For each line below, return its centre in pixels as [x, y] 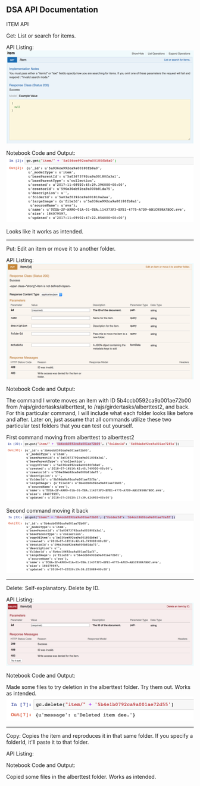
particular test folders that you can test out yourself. [70, 426]
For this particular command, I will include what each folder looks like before [100, 413]
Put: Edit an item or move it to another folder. [61, 249]
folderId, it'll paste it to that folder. [48, 742]
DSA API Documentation [52, 10]
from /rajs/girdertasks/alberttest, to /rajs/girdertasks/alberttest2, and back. [98, 407]
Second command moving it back [47, 510]
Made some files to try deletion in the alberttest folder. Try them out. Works [99, 687]
